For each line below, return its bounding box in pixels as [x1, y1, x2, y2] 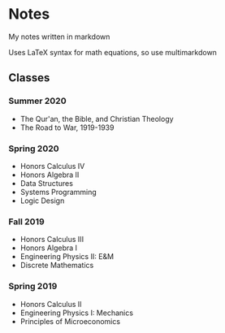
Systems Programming [19, 187, 97, 197]
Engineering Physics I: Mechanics [19, 308, 134, 318]
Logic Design [19, 196, 65, 205]
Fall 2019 [8, 216, 45, 227]
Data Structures [19, 178, 73, 188]
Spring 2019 [8, 281, 58, 292]
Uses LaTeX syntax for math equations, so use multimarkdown [8, 47, 218, 57]
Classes [8, 71, 50, 85]
